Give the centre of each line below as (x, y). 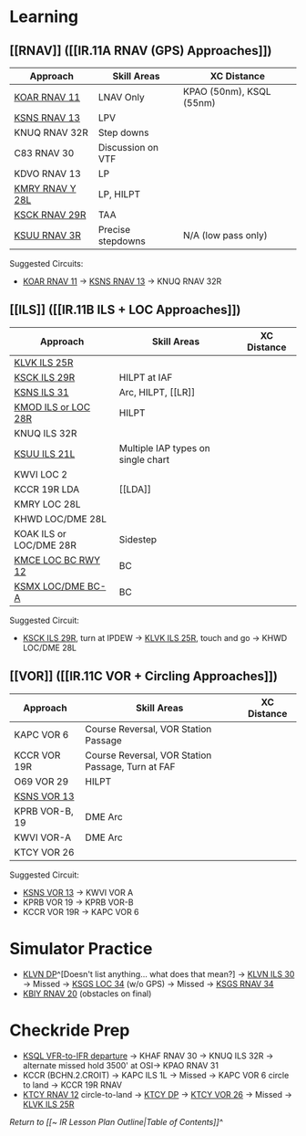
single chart (144, 459)
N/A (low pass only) (225, 235)
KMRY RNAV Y (45, 189)
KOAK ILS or (40, 533)
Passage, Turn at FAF (130, 766)
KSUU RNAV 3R (48, 235)
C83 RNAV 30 (44, 153)
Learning (44, 17)
